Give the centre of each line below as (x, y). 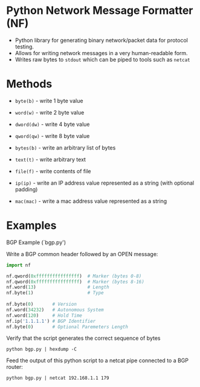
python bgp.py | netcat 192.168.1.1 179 (58, 378)
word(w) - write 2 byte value (50, 112)
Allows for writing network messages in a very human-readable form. (102, 53)
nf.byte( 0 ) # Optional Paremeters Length (67, 327)
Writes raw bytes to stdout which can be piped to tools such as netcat (102, 59)
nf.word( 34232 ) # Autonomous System (55, 309)
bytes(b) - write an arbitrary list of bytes (65, 147)
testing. (24, 47)
